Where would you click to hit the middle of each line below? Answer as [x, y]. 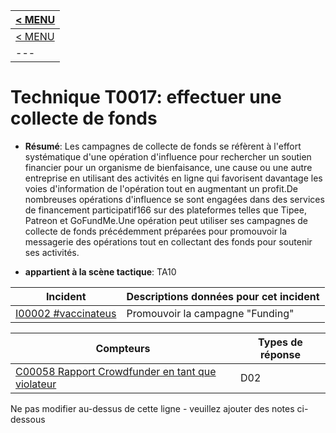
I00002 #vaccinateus [66, 313]
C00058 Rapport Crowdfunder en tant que [116, 371]
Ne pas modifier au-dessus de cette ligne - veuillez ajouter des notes [152, 408]
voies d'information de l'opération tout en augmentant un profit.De [161, 188]
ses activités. [52, 252]
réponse [280, 354]
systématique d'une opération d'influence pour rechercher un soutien [168, 156]
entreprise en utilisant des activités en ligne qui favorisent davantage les [173, 178]
